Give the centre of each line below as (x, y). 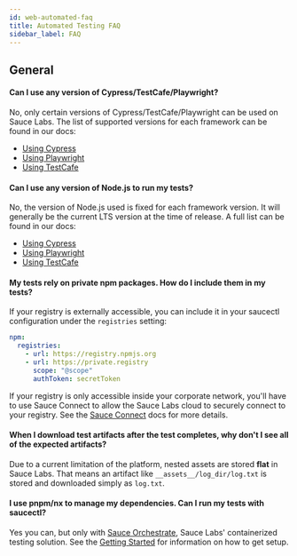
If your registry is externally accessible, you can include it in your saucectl (145, 312)
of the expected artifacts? (58, 444)
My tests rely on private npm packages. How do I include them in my (137, 282)
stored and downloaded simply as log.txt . (87, 483)
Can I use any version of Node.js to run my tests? (101, 187)
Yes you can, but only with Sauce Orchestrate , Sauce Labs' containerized (143, 533)
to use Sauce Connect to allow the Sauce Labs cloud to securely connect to (148, 405)
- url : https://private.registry (87, 362)
